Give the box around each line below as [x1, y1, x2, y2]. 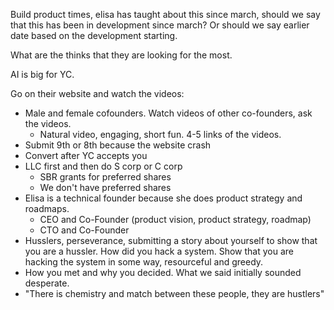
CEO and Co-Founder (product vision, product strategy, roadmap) [39, 214, 312, 225]
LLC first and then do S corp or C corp [24, 160, 183, 172]
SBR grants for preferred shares [39, 171, 172, 183]
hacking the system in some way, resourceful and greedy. [24, 256, 264, 268]
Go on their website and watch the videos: [10, 88, 185, 99]
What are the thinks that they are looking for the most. [10, 49, 233, 61]
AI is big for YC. [10, 69, 75, 80]
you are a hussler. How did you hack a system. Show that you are [24, 245, 295, 257]
